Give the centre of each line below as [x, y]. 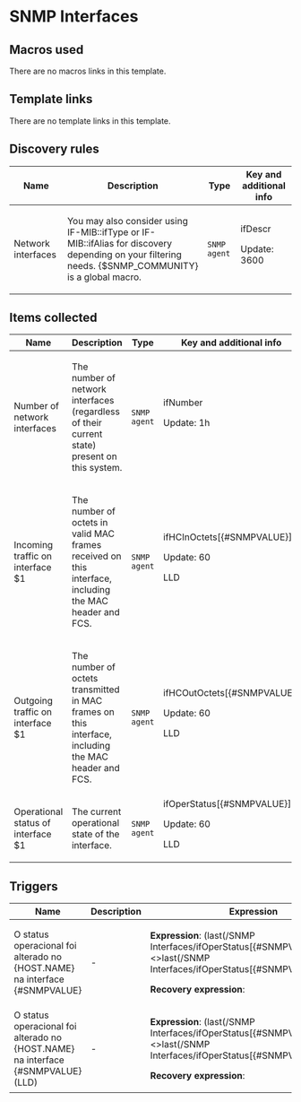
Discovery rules [55, 149]
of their [87, 423]
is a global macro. [104, 277]
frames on [93, 712]
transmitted [95, 690]
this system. [97, 468]
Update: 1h [186, 423]
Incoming [34, 545]
